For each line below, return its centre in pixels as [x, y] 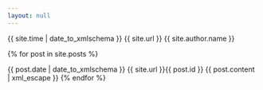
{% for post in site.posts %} [53, 53]
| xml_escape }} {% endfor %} [57, 77]
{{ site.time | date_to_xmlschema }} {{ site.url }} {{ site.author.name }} [121, 38]
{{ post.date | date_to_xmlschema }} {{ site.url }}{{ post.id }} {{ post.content [131, 69]
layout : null [29, 16]
